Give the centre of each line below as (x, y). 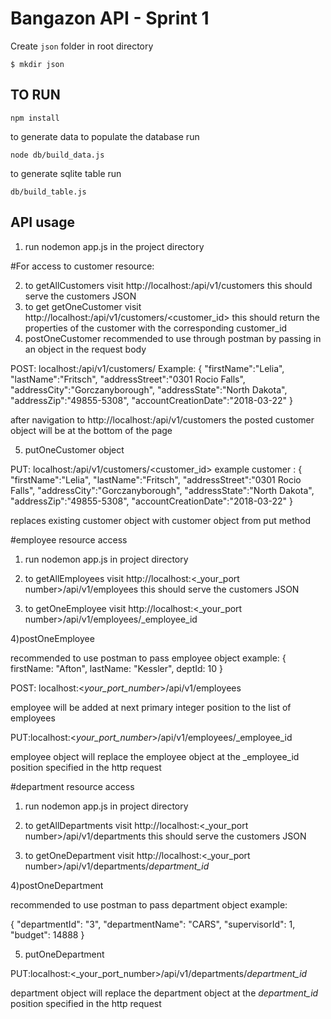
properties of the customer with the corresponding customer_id (156, 328)
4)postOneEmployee (52, 638)
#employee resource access (69, 539)
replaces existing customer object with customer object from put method (160, 520)
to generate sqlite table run (66, 173)
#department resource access (72, 786)
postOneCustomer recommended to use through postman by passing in (173, 338)
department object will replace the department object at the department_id (164, 993)
